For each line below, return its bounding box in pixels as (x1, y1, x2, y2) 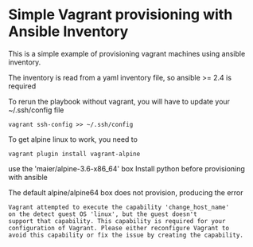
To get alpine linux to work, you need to (8, 134, 138, 144)
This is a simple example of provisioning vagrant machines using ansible (8, 49, 246, 58)
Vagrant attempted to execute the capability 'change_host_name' (8, 203, 229, 211)
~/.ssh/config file (8, 105, 64, 115)
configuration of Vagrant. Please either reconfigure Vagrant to (8, 224, 229, 232)
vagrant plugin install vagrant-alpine (8, 150, 141, 158)
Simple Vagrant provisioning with (8, 6, 233, 24)
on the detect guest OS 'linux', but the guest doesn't (8, 210, 197, 218)
